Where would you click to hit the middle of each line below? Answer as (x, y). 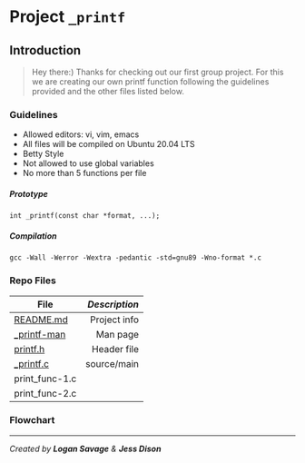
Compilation (33, 236)
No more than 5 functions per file (84, 173)
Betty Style (43, 154)
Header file (115, 349)
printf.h (30, 349)
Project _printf (67, 17)
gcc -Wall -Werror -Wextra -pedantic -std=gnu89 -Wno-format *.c (135, 258)
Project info (114, 320)
